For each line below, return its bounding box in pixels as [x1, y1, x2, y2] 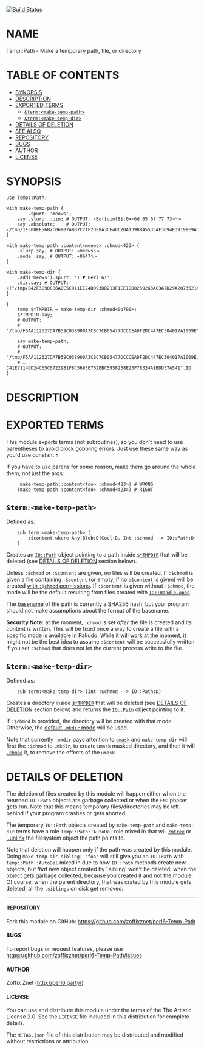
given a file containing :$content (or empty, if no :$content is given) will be [6, 575, 194, 583]
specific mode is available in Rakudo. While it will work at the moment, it [6, 631, 186, 639]
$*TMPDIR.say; [17, 311, 53, 318]
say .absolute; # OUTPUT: [17, 221, 91, 228]
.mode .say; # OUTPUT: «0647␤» [17, 253, 97, 259]
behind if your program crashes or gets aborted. [6, 809, 127, 816]
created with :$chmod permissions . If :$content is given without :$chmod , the [6, 582, 195, 589]
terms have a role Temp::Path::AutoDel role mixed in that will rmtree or [16, 827, 191, 835]
